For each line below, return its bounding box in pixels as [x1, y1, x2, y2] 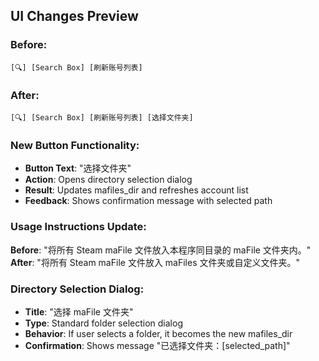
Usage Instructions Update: [10, 220, 147, 234]
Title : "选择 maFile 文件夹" [24, 305, 134, 318]
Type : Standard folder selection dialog [24, 317, 183, 329]
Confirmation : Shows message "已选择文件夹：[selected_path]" [24, 339, 291, 351]
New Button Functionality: [10, 138, 140, 152]
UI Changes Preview [10, 8, 139, 25]
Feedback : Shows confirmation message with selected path [24, 195, 273, 207]
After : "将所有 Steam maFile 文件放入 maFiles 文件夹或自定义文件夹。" [10, 256, 300, 268]
